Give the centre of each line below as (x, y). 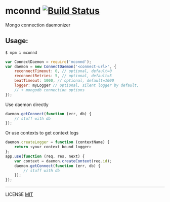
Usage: (17, 41)
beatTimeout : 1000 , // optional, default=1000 (64, 81)
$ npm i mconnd (21, 53)
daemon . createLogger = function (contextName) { (57, 142)
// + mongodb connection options (50, 90)
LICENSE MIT (19, 194)
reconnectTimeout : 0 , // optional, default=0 (63, 71)
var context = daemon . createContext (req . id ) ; (63, 161)
